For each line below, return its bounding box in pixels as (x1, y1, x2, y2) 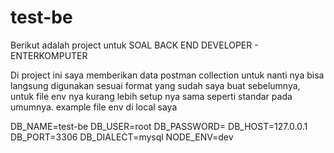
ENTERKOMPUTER (10, 49, 88, 61)
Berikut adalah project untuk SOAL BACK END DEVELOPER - (10, 39, 259, 51)
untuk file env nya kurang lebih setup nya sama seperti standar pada (10, 90, 293, 102)
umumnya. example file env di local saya (10, 101, 178, 113)
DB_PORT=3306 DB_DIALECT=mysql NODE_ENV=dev (10, 131, 234, 143)
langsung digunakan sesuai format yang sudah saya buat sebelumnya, (10, 79, 301, 91)
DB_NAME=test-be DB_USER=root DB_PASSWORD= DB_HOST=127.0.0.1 (10, 120, 308, 132)
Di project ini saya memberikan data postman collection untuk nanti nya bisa (10, 69, 325, 81)
